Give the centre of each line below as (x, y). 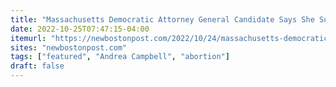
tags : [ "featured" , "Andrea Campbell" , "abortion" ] (120, 57)
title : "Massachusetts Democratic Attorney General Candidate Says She (162, 19)
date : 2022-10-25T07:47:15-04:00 (80, 29)
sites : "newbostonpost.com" (69, 47)
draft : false (37, 66)
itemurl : (28, 38)
